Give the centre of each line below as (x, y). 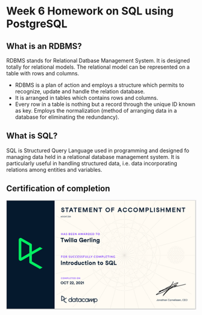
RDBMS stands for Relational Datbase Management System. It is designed (98, 61)
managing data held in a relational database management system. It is (93, 157)
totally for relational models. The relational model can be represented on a (98, 67)
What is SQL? (32, 136)
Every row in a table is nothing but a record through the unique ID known (105, 104)
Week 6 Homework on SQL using (90, 11)
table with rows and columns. (43, 73)
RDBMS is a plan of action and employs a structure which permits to (99, 85)
